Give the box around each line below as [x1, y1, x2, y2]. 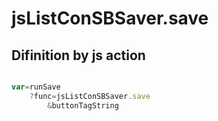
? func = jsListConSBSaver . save [29, 91, 151, 101]
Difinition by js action [11, 47, 146, 64]
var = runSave [11, 82, 61, 92]
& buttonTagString [47, 100, 119, 111]
